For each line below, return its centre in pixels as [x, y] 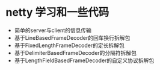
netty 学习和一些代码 [57, 12]
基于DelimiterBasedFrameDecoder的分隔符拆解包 [75, 52]
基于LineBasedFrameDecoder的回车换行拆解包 [72, 37]
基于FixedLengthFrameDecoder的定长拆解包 [69, 45]
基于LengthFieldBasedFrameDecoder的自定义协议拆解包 [84, 60]
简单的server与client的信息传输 [53, 30]
